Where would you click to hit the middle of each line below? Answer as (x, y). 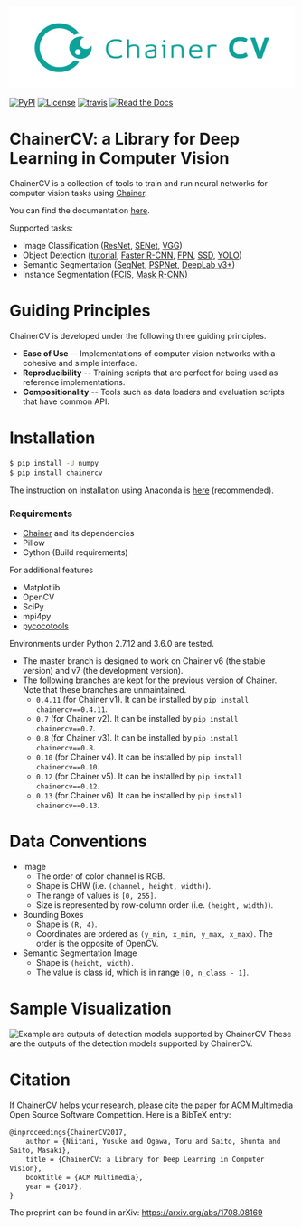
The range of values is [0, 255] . (96, 896)
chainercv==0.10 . (68, 767)
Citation (40, 1080)
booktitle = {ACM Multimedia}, (85, 1177)
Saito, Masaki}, (40, 1150)
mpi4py (37, 617)
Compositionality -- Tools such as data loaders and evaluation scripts (153, 392)
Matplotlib (41, 588)
